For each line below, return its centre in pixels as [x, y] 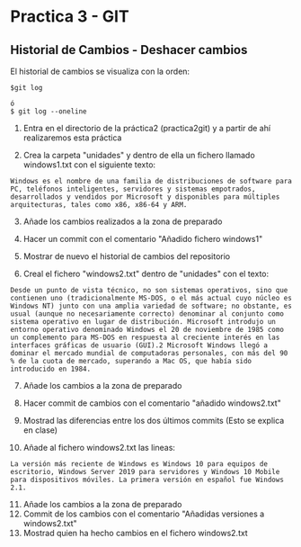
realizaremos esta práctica [72, 138]
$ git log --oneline [49, 112]
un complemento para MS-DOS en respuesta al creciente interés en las [145, 337]
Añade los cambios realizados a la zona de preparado [123, 221]
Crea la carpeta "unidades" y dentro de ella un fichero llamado [139, 155]
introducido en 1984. [51, 369]
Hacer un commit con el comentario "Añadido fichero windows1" [143, 239]
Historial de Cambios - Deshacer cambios [129, 50]
